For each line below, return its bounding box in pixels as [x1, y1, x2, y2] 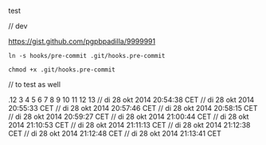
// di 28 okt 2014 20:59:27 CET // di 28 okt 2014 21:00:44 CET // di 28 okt [8, 112, 249, 121]
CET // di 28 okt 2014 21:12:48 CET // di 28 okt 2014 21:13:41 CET [8, 129, 221, 138]
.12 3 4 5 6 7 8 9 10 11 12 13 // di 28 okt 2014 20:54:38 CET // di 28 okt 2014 [8, 95, 255, 105]
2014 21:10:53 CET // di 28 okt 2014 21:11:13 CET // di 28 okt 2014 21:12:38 [8, 120, 251, 129]
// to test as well [8, 80, 61, 89]
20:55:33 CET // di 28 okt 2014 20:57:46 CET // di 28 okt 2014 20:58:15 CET [8, 104, 258, 113]
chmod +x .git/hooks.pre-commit [8, 66, 115, 74]
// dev [8, 21, 28, 30]
